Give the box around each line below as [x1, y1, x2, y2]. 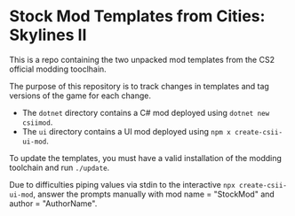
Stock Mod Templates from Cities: [9, 6, 266, 27]
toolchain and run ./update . [9, 162, 110, 173]
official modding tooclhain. [9, 64, 107, 74]
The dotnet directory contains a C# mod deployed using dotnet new [21, 107, 270, 118]
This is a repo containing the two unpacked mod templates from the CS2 [9, 54, 275, 65]
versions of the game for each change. [9, 90, 152, 101]
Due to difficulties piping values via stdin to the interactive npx [9, 179, 235, 189]
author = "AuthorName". [9, 197, 98, 209]
